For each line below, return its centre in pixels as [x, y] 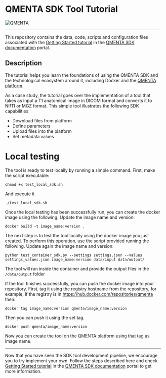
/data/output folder [25, 274]
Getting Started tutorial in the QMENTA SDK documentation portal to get [78, 366]
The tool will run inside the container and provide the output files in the [77, 269]
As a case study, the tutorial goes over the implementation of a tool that [78, 95]
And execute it [20, 194]
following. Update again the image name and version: [59, 246]
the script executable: [27, 175]
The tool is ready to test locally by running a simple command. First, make [80, 170]
